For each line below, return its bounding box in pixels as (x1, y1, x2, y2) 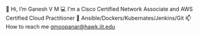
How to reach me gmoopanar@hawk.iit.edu (6, 23, 116, 30)
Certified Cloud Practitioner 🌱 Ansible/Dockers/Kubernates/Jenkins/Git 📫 (6, 14, 192, 22)
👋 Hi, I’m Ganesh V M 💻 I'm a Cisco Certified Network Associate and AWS (6, 5, 193, 13)
